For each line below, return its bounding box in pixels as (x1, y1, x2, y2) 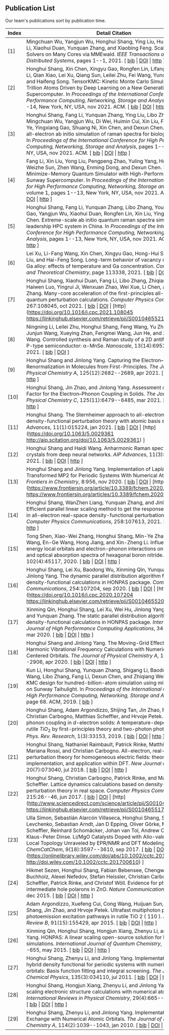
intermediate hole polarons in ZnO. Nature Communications (26, 886, 167, 892)
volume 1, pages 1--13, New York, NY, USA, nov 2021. (26, 189, 159, 196)
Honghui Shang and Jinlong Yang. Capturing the (26, 357, 140, 364)
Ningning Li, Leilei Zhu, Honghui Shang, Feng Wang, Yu (26, 323, 156, 330)
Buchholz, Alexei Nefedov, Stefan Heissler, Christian (26, 873, 150, 880)
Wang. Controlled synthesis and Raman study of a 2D (26, 336, 152, 343)
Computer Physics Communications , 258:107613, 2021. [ (26, 518, 165, 525)
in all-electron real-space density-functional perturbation (26, 511, 164, 519)
